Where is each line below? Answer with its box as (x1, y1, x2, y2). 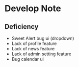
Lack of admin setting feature (11, 51, 72, 57)
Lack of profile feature (11, 41, 57, 46)
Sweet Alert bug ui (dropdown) (11, 35, 75, 41)
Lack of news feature (11, 46, 55, 51)
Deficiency (4, 22, 39, 31)
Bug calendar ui (11, 56, 44, 62)
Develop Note (4, 3, 61, 14)
